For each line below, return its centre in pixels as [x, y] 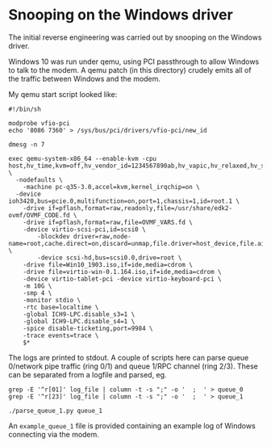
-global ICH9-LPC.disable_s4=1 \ [79, 321]
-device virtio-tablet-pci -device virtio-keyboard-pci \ [122, 279]
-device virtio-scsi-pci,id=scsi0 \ [85, 229]
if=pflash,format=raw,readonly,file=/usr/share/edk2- [140, 208]
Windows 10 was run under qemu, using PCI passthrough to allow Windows [134, 61]
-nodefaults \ [39, 179]
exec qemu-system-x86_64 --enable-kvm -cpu [83, 158]
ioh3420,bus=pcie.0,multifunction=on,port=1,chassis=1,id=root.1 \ [124, 201]
